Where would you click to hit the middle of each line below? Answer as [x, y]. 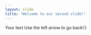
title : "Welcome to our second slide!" [45, 14]
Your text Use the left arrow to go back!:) [46, 27]
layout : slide [19, 9]
